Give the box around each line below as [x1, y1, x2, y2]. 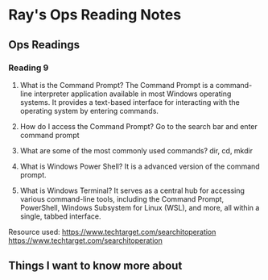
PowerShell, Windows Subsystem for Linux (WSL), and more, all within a [19, 203, 260, 212]
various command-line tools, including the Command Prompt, [19, 194, 225, 203]
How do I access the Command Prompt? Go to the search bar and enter [19, 121, 258, 131]
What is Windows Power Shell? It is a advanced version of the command [19, 161, 260, 171]
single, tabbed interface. [19, 211, 102, 221]
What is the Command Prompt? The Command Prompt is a [19, 80, 215, 90]
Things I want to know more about [8, 259, 183, 273]
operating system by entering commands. [19, 106, 159, 115]
